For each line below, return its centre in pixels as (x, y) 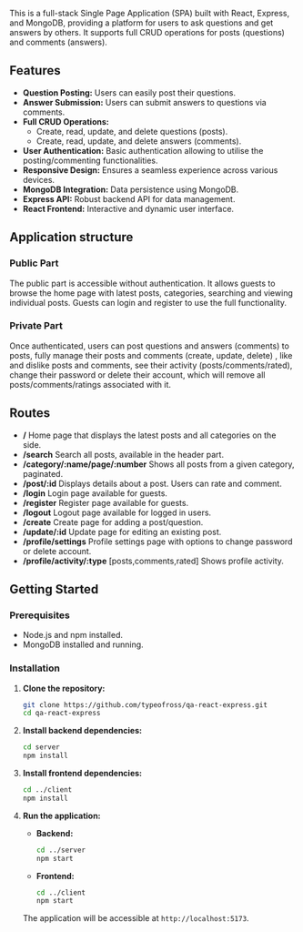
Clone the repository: (64, 688)
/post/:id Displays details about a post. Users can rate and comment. (152, 483)
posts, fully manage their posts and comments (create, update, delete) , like (151, 355)
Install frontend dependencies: (82, 774)
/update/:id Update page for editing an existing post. (122, 532)
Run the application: (62, 815)
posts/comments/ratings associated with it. (90, 384)
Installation (35, 668)
